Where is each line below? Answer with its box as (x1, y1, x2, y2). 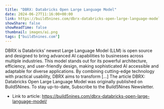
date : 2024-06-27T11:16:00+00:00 (5, 12, 73, 17)
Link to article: (12, 93, 41, 99)
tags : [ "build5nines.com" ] (5, 35, 60, 39)
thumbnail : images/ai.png (5, 30, 58, 35)
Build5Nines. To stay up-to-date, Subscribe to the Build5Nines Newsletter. (5, 84, 154, 90)
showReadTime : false (5, 25, 47, 30)
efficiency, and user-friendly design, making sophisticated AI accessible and (5, 63, 159, 69)
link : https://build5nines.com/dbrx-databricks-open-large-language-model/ (5, 16, 163, 21)
